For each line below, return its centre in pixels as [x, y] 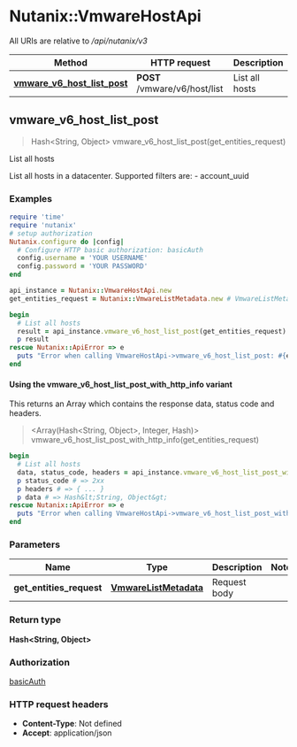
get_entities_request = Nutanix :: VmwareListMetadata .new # [120, 298]
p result [33, 339]
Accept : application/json [67, 733]
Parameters [34, 544]
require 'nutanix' [43, 225]
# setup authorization [51, 233]
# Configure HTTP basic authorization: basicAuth [110, 250]
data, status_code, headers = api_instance [98, 472]
